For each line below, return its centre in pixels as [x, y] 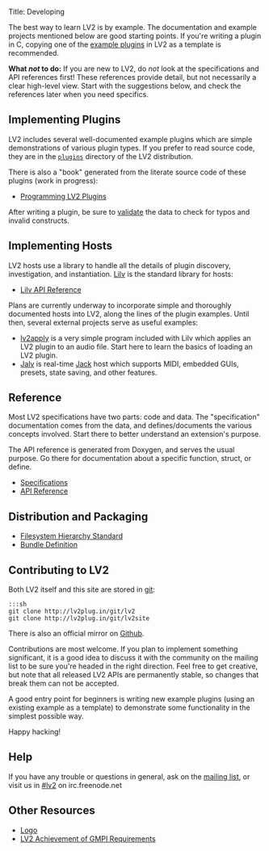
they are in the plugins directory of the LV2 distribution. [101, 156]
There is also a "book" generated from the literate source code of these [127, 172]
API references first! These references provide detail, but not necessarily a [132, 77]
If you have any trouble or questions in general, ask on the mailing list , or [129, 776]
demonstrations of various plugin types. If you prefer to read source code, [132, 148]
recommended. [34, 53]
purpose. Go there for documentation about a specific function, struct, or [130, 459]
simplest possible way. [46, 716]
